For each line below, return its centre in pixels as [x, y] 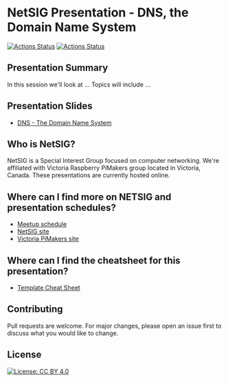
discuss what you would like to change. [63, 333]
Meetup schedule [42, 224]
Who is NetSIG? [41, 144]
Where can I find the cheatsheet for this [94, 260]
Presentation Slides [50, 106]
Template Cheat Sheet [48, 288]
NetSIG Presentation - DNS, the [98, 13]
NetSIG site [33, 232]
